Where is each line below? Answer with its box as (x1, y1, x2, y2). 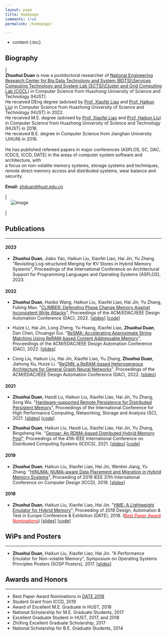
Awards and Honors (5, 575, 68, 584)
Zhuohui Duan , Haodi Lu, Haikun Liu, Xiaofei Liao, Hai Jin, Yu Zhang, (12, 394, 154, 400)
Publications (5, 225, 45, 233)
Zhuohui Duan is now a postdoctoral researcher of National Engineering (5, 72, 153, 78)
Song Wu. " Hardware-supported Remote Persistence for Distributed (12, 399, 152, 405)
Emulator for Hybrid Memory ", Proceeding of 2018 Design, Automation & (12, 507, 161, 513)
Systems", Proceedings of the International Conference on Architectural (12, 266, 160, 272)
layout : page (5, 7, 32, 12)
